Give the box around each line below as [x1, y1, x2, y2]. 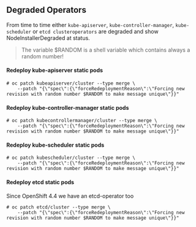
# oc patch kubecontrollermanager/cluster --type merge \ [6, 118, 157, 124]
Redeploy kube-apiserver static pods [6, 67, 103, 74]
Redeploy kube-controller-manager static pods [6, 104, 129, 111]
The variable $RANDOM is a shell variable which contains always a [21, 46, 190, 53]
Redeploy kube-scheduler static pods [6, 141, 105, 148]
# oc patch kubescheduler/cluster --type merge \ [6, 155, 136, 161]
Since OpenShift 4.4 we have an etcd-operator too [6, 192, 134, 199]
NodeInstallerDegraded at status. [6, 34, 90, 42]
